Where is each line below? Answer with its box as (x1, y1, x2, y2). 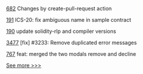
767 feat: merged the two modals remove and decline (6, 51, 136, 58)
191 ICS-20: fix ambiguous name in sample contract (6, 16, 132, 23)
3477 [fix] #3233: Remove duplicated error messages (6, 39, 137, 46)
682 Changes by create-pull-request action (6, 5, 112, 12)
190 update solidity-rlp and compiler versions (6, 28, 116, 35)
